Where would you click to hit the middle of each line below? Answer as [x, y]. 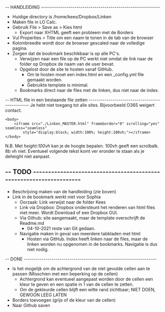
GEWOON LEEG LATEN [43, 295]
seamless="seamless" [26, 128]
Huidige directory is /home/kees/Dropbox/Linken [62, 17]
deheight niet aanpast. [28, 156]
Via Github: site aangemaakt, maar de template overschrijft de [82, 218]
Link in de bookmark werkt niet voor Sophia [56, 197]
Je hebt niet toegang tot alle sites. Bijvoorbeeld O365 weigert [92, 105]
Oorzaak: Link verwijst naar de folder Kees [63, 202]
